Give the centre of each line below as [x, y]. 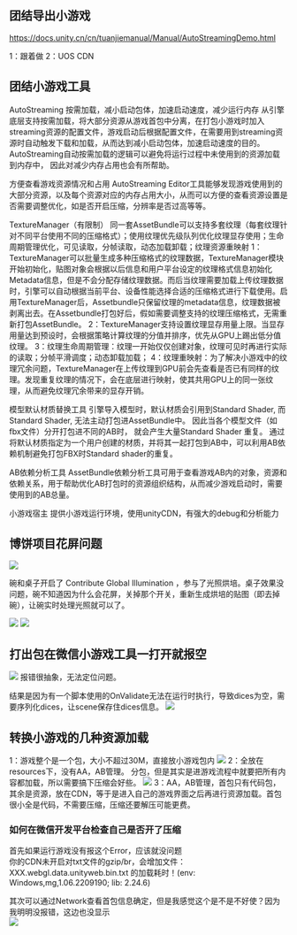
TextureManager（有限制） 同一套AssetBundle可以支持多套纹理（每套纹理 [145, 225]
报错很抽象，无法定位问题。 [70, 677]
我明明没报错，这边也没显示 [60, 912]
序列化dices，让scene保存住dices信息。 [90, 707]
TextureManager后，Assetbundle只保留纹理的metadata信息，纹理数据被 [148, 302]
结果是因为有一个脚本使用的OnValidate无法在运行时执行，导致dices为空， [143, 696]
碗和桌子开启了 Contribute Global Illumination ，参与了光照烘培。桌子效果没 [147, 583]
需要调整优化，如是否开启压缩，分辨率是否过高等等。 [113, 205]
